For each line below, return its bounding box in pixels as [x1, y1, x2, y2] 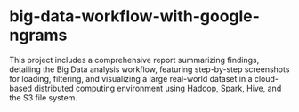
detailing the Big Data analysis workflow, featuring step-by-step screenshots [9, 64, 290, 75]
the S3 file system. [9, 92, 78, 103]
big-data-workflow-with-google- [9, 6, 261, 27]
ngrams [9, 25, 68, 45]
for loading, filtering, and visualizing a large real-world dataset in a [9, 73, 253, 84]
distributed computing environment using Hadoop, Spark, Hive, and [34, 83, 282, 93]
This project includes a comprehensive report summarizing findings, [9, 54, 260, 65]
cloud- [254, 73, 279, 84]
